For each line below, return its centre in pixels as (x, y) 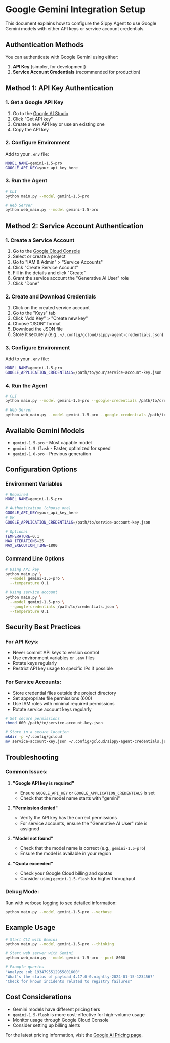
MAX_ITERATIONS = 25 (25, 541)
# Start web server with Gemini (39, 953)
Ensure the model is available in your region (66, 853)
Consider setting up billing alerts (46, 1025)
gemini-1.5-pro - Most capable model (52, 442)
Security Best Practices (43, 627)
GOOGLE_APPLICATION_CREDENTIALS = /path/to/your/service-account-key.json (83, 373)
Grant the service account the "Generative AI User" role (71, 278)
